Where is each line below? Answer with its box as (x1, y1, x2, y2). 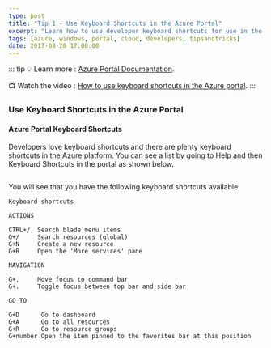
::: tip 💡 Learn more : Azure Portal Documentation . (8, 64, 175, 74)
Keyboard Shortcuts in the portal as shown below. (8, 159, 175, 169)
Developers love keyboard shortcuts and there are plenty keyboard (8, 142, 232, 152)
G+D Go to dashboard (8, 311, 95, 320)
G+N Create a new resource (8, 240, 114, 248)
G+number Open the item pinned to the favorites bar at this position (8, 333, 252, 341)
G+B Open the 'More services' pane (8, 248, 143, 256)
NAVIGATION (8, 261, 45, 269)
